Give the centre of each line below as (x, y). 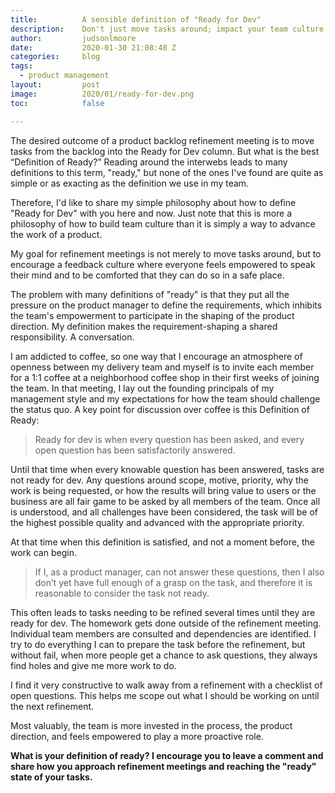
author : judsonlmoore (73, 38)
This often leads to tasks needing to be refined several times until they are (163, 612)
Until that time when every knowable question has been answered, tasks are (167, 469)
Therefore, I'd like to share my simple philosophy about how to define (153, 202)
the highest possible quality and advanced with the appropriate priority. (157, 522)
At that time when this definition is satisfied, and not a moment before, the (162, 542)
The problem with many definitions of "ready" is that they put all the (150, 294)
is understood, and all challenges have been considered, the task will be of (164, 512)
